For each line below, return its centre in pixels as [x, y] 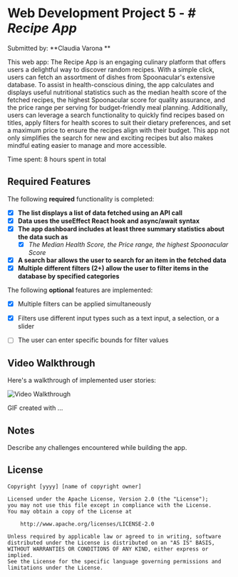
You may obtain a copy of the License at [70, 511]
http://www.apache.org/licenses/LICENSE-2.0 [87, 524]
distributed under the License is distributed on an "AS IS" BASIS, [111, 543]
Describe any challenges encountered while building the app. [97, 447]
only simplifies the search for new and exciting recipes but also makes [110, 138]
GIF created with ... [35, 408]
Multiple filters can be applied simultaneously [84, 304]
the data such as [43, 236]
